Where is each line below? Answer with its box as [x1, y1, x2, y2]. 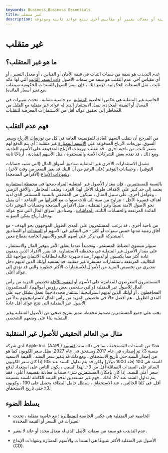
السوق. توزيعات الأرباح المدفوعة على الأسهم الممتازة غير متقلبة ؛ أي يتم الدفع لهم [5, 140, 156, 146]
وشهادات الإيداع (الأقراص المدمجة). [5, 171, 71, 177]
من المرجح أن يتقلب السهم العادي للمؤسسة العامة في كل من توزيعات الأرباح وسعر [5, 135, 159, 141]
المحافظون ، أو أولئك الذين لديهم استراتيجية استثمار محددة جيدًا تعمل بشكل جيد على [5, 289, 161, 295]
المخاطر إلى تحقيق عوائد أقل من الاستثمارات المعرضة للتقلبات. [5, 107, 123, 113]
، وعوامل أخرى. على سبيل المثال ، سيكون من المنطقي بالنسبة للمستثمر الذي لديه [5, 192, 157, 198]
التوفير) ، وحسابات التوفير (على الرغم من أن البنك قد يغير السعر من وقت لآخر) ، [5, 166, 154, 172]
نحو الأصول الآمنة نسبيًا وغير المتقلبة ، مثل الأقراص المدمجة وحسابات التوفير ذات [5, 202, 154, 208]
